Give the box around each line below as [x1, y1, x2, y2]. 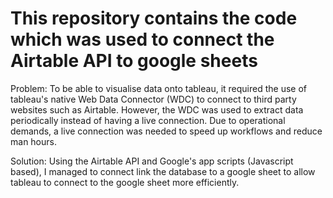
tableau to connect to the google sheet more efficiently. [10, 176, 240, 188]
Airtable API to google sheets [10, 50, 258, 72]
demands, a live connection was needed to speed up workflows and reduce [10, 125, 323, 137]
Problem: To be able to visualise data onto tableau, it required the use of [10, 82, 308, 94]
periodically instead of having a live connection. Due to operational [10, 114, 286, 126]
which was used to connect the [10, 28, 275, 51]
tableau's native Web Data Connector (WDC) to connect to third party [10, 93, 297, 105]
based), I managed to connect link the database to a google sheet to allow [10, 165, 316, 177]
